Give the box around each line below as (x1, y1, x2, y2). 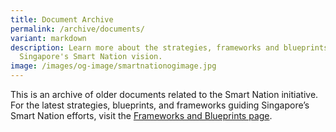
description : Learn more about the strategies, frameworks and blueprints (10, 42, 329, 53)
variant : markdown (10, 33, 87, 43)
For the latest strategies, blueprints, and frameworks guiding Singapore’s (10, 99, 310, 111)
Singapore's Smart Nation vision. (19, 52, 163, 62)
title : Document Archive (10, 14, 114, 25)
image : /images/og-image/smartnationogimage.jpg (10, 61, 217, 71)
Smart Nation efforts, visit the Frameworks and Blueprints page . (10, 110, 273, 121)
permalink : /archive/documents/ (10, 24, 145, 34)
